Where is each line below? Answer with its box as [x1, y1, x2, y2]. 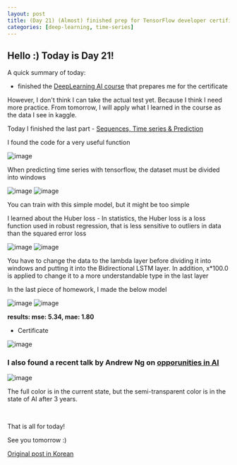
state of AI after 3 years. [7, 395, 78, 404]
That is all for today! [7, 422, 66, 431]
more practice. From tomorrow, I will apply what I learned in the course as [7, 103, 221, 112]
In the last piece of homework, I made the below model [7, 286, 167, 294]
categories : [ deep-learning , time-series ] [7, 23, 134, 30]
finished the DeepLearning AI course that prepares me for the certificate [17, 82, 228, 90]
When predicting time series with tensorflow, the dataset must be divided [7, 165, 220, 174]
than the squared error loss [7, 229, 87, 237]
